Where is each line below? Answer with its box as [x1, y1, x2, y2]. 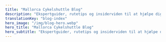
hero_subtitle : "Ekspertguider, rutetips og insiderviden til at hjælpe [5, 29, 158, 34]
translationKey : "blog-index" [5, 16, 68, 21]
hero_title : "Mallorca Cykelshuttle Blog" [5, 25, 94, 30]
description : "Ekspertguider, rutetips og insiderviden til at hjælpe [5, 12, 154, 16]
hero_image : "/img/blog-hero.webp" [5, 20, 79, 26]
